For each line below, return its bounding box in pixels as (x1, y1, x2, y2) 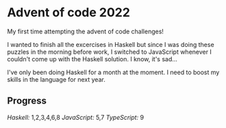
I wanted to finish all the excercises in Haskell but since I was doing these (7, 40, 214, 48)
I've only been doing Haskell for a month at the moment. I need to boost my (7, 68, 220, 76)
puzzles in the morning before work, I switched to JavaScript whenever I (7, 48, 212, 56)
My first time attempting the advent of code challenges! (7, 27, 164, 35)
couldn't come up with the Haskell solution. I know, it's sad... (7, 54, 178, 63)
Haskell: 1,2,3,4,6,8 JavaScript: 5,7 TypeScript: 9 (7, 113, 145, 121)
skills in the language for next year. (7, 75, 106, 83)
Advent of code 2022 (7, 5, 130, 20)
